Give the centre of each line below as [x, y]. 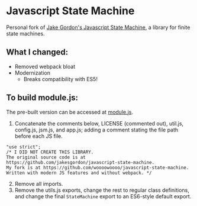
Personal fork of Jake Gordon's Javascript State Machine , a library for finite [98, 27]
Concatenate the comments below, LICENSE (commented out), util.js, [99, 123]
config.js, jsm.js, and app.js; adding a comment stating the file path [96, 130]
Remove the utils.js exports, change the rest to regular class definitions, [102, 190]
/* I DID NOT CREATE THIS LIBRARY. [50, 152]
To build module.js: [42, 98]
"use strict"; [24, 147]
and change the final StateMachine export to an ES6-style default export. [103, 196]
